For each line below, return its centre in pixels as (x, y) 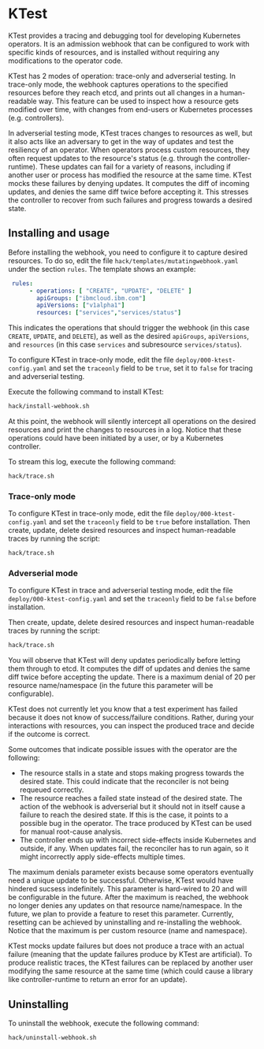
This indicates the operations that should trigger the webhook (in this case (129, 328)
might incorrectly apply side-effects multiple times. (102, 857)
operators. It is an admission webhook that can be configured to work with (129, 43)
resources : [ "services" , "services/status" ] (109, 313)
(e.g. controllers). (36, 117)
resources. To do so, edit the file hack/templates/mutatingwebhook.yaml (123, 260)
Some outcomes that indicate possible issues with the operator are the (123, 750)
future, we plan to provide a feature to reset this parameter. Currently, (121, 914)
